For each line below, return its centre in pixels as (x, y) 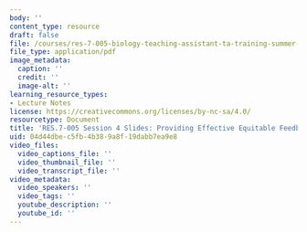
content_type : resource (55, 26)
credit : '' (38, 78)
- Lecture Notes (40, 103)
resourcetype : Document (55, 120)
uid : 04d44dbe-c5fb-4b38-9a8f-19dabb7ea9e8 (94, 137)
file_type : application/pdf (63, 52)
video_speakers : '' (55, 188)
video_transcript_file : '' (69, 171)
